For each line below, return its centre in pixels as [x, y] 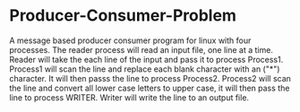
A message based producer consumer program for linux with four [130, 40]
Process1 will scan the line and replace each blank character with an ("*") [145, 69]
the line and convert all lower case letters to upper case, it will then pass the [150, 88]
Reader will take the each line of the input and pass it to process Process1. [146, 59]
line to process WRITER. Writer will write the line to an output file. [129, 97]
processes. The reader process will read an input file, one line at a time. [141, 49]
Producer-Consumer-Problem [123, 16]
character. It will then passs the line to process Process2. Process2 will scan [150, 78]
